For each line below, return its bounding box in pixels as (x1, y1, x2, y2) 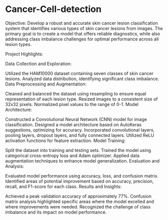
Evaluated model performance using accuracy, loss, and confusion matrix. (5, 172, 159, 178)
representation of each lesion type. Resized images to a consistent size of (5, 96, 158, 102)
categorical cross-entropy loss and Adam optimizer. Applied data (5, 152, 140, 158)
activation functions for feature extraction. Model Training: (5, 137, 126, 143)
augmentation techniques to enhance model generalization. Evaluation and (5, 157, 160, 163)
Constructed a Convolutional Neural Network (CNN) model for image (5, 116, 147, 122)
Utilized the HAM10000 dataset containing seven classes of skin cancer (5, 70, 154, 76)
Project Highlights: (5, 51, 44, 57)
